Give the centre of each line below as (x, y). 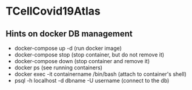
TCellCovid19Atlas (53, 11)
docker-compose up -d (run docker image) (68, 48)
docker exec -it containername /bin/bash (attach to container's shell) (101, 74)
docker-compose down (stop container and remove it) (82, 61)
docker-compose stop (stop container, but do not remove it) (89, 55)
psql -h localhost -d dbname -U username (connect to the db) (92, 81)
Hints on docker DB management (69, 34)
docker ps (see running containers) (58, 67)
